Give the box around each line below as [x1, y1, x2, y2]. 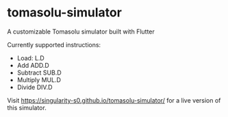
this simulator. [7, 103, 47, 112]
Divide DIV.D [16, 83, 53, 91]
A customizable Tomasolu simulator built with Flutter [7, 27, 155, 36]
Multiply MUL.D [16, 75, 62, 83]
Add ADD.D [16, 61, 49, 69]
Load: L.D [16, 53, 45, 62]
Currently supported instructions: [7, 40, 101, 49]
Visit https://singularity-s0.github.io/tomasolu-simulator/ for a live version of [7, 96, 221, 104]
